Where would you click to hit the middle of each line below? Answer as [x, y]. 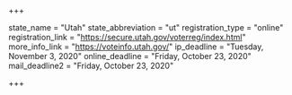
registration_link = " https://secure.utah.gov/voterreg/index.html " [127, 37]
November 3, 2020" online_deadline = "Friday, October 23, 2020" [130, 56]
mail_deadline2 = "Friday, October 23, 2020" [91, 65]
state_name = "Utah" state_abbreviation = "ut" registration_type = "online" [146, 27]
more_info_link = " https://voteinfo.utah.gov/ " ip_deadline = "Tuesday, [136, 47]
